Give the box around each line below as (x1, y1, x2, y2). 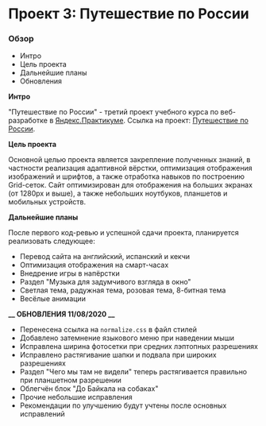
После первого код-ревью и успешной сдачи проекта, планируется (8, 228, 240, 238)
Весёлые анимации (19, 294, 86, 304)
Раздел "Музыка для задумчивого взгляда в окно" (19, 277, 192, 287)
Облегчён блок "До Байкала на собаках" (19, 384, 159, 393)
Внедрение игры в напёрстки (19, 269, 121, 278)
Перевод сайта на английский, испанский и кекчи (19, 252, 191, 261)
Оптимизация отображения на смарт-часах (19, 260, 169, 270)
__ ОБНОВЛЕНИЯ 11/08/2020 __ (8, 309, 115, 319)
